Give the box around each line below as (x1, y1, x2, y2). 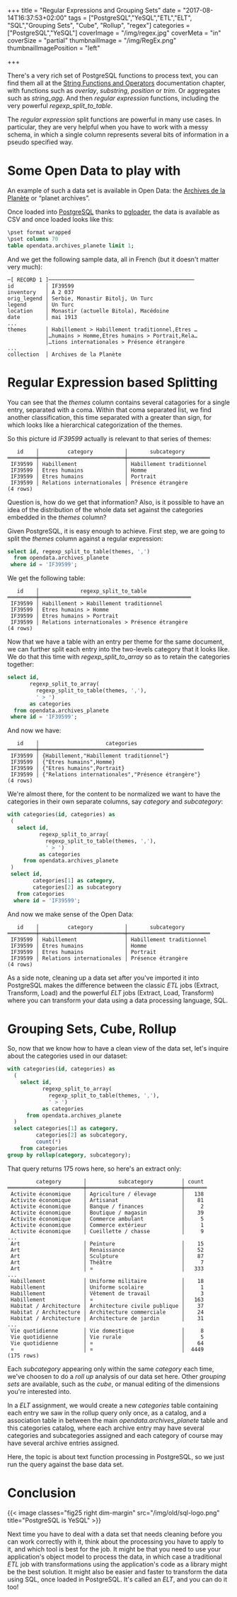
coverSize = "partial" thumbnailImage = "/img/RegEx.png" (7, 36, 177, 45)
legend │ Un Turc (7, 301, 74, 308)
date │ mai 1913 (7, 313, 78, 320)
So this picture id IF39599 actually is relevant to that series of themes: (7, 434, 212, 443)
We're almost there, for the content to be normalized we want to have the (7, 790, 221, 798)
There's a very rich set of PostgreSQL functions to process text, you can (7, 71, 219, 80)
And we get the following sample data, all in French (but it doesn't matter (7, 255, 219, 264)
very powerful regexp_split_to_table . (7, 102, 113, 109)
